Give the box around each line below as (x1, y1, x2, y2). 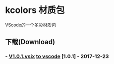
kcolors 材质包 (5, 4, 65, 16)
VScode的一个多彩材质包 (5, 22, 56, 28)
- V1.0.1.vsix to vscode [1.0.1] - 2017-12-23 (5, 53, 109, 60)
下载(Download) (5, 38, 56, 46)
